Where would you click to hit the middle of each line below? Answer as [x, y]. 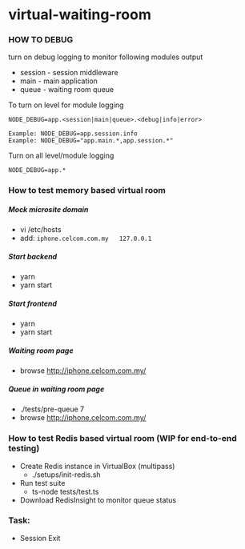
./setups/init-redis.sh [66, 475]
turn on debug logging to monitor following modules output [106, 57]
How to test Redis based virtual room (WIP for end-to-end [123, 439]
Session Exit [40, 538]
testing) [24, 448]
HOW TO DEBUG [41, 40]
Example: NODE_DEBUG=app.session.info [73, 134]
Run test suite [42, 483]
